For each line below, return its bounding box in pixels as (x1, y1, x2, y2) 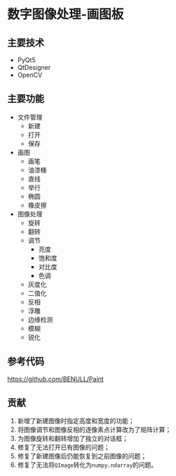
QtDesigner (17, 63, 51, 71)
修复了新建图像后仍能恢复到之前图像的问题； (17, 452, 147, 461)
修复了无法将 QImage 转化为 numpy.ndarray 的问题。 (17, 461, 158, 469)
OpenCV (17, 71, 43, 79)
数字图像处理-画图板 (7, 6, 124, 23)
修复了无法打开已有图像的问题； (17, 443, 110, 451)
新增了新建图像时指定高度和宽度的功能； (17, 417, 135, 425)
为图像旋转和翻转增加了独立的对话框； (17, 434, 128, 443)
